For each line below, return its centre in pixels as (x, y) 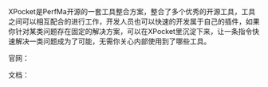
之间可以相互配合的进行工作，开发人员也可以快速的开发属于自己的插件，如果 (134, 21)
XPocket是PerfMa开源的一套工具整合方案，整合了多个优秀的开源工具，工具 (132, 11)
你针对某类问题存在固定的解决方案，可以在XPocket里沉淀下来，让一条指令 (130, 31)
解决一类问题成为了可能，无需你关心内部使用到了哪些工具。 (113, 41)
